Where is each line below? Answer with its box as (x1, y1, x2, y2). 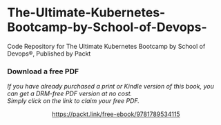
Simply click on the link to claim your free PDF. (7, 97, 140, 105)
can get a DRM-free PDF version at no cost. (7, 89, 133, 98)
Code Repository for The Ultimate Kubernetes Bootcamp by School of (7, 42, 206, 50)
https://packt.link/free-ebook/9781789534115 (51, 110, 181, 118)
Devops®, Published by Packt (7, 49, 91, 58)
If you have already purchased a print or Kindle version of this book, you (7, 82, 214, 91)
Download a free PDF (7, 67, 79, 76)
